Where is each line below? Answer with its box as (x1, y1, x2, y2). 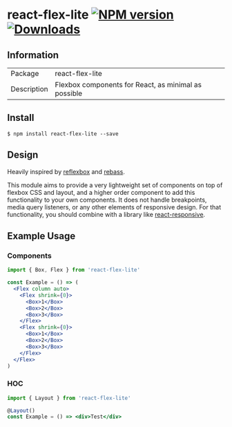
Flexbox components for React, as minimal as (55, 80, 202, 89)
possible (55, 88, 83, 98)
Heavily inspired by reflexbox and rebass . (7, 167, 126, 175)
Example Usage (7, 230, 76, 242)
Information (7, 49, 59, 61)
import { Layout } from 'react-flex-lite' (7, 395, 131, 401)
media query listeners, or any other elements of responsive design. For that (7, 202, 222, 211)
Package (10, 69, 39, 78)
